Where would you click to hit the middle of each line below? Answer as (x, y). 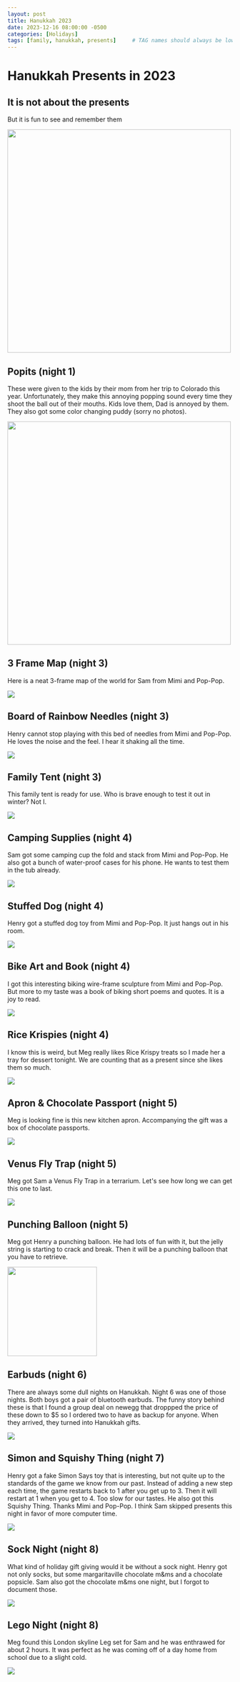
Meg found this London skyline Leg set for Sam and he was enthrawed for (116, 1642)
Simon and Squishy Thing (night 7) (86, 1458)
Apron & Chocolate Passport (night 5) (92, 1104)
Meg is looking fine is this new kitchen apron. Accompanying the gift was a (117, 1120)
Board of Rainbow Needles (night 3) (88, 716)
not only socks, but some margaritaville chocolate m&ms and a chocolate (115, 1574)
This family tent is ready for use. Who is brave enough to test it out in (109, 795)
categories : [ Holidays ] (43, 34)
